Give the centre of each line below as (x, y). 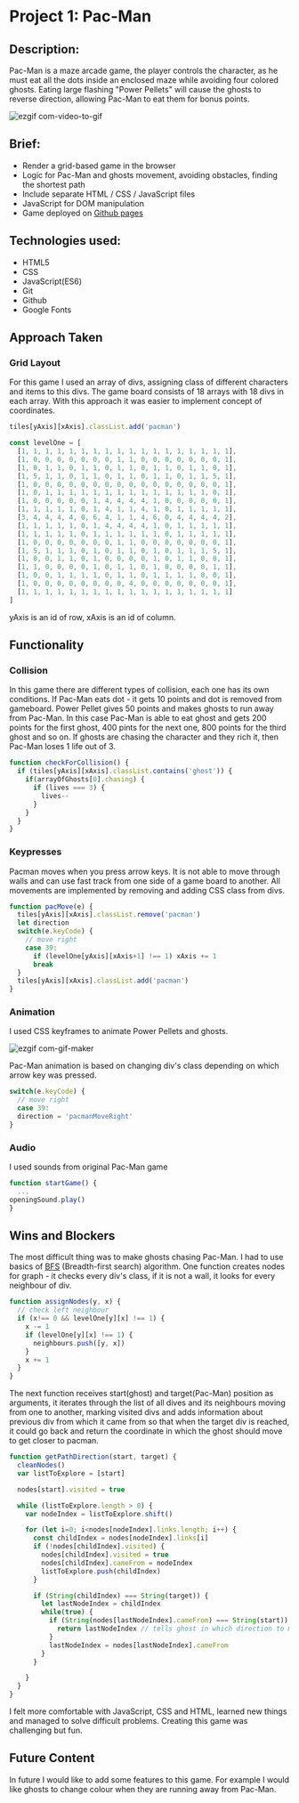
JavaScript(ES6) (52, 281)
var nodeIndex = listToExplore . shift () (99, 1514)
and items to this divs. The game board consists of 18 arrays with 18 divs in (147, 392)
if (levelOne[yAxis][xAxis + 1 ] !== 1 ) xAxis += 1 (125, 956)
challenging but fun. (46, 1730)
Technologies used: (65, 241)
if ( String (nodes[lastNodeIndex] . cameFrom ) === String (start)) (169, 1621)
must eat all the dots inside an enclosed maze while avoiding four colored (144, 80)
